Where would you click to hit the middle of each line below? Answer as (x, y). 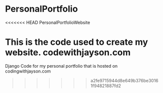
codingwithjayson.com (28, 71)
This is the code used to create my (77, 42)
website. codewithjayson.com (68, 53)
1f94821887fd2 (106, 86)
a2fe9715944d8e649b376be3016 (124, 80)
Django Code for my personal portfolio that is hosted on (61, 66)
